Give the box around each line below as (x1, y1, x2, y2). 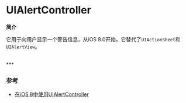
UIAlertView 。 (6, 43, 40, 50)
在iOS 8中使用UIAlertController (14, 91, 89, 98)
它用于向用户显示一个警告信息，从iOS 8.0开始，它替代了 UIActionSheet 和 (6, 35, 181, 42)
